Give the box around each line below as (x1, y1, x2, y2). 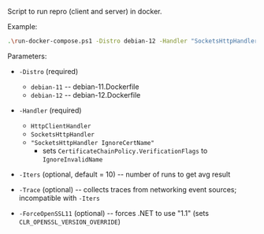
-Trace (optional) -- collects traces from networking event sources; (18, 184, 237, 194)
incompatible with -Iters (18, 193, 100, 202)
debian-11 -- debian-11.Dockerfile (30, 82, 139, 91)
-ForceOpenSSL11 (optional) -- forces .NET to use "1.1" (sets (18, 208, 210, 217)
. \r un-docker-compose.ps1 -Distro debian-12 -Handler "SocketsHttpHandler (7, 37, 258, 45)
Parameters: (7, 51, 47, 61)
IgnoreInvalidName (42, 155, 103, 164)
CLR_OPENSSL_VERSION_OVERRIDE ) (18, 217, 121, 226)
